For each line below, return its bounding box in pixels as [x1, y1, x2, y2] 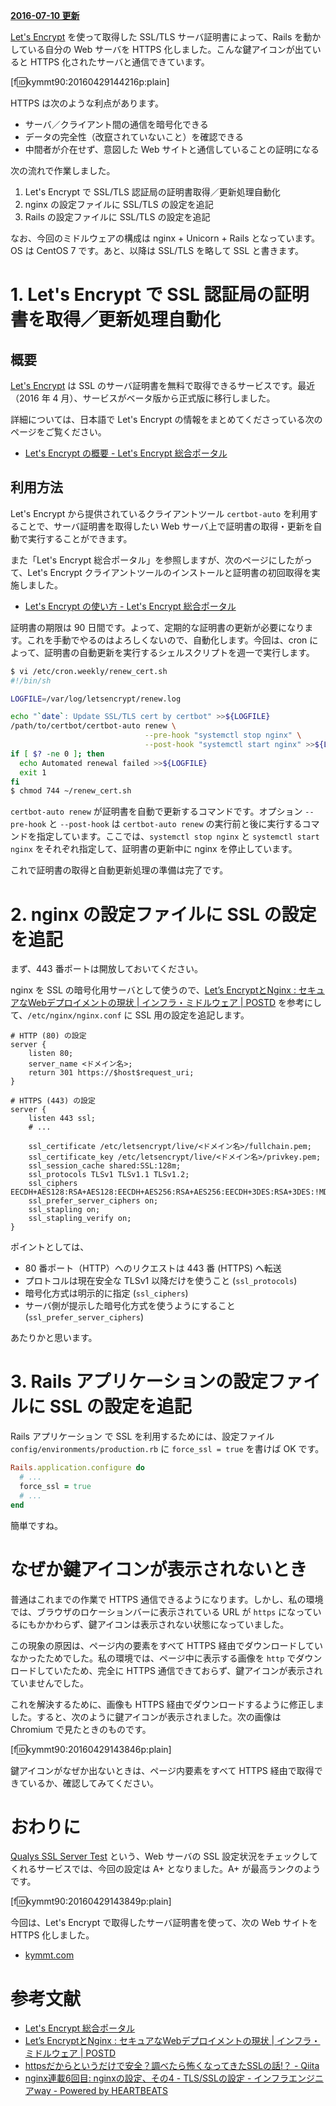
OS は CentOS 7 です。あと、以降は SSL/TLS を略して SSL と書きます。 [10, 245, 304, 256]
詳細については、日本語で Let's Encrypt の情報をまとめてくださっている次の [10, 414, 323, 425]
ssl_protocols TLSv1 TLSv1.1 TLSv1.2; [28, 1170, 190, 1180]
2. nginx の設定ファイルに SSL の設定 [10, 903, 317, 926]
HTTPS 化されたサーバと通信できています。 [29, 56, 210, 68]
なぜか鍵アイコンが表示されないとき [10, 1558, 308, 1581]
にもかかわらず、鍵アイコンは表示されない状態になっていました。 [18, 1618, 290, 1630]
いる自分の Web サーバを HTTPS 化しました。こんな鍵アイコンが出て [27, 44, 313, 55]
